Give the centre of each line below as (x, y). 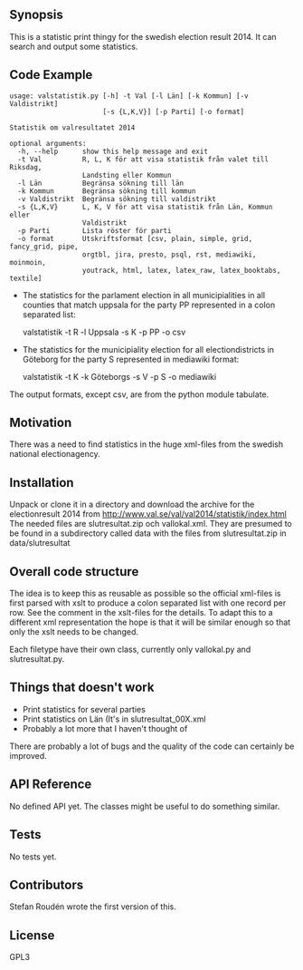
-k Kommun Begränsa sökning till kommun (107, 191)
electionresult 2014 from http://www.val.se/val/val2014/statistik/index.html (148, 514)
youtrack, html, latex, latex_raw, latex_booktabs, (181, 270)
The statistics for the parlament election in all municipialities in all (143, 295)
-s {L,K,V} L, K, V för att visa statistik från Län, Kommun (145, 207)
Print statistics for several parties (84, 709)
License (32, 935)
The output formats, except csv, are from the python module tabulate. (139, 394)
